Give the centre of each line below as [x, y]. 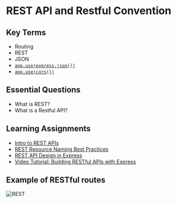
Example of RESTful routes [56, 180]
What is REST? [32, 104]
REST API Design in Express [48, 155]
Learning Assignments [48, 129]
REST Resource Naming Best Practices [61, 149]
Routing [24, 46]
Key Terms [26, 33]
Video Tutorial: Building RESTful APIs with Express [75, 161]
